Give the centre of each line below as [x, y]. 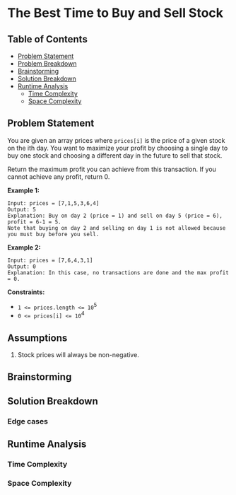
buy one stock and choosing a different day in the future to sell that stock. [115, 155]
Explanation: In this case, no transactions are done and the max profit [118, 273]
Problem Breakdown [47, 64]
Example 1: [24, 190]
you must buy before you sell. [53, 234]
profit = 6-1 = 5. [34, 222]
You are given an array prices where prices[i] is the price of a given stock [116, 140]
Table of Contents [48, 39]
